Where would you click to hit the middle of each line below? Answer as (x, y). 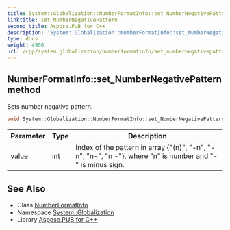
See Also (26, 189)
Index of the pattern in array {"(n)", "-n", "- (145, 147)
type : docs (23, 39)
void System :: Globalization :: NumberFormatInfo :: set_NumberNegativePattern (116, 119)
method (24, 90)
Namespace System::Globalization (65, 212)
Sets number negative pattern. (50, 106)
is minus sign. (102, 164)
